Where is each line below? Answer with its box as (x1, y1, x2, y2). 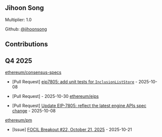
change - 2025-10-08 (12, 108, 56, 114)
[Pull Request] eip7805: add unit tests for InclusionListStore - (12, 79, 138, 85)
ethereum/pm (5, 117, 32, 123)
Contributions (5, 40, 48, 48)
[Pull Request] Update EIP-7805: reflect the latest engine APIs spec (12, 103, 146, 108)
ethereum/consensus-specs (5, 70, 62, 76)
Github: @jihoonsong (5, 26, 47, 32)
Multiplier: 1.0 (5, 16, 32, 22)
